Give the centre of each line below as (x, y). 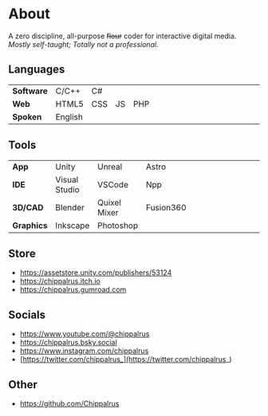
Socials (27, 314)
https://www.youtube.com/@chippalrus (85, 334)
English (69, 116)
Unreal (110, 167)
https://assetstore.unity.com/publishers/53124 (96, 273)
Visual (67, 179)
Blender (70, 207)
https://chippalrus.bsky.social (68, 343)
